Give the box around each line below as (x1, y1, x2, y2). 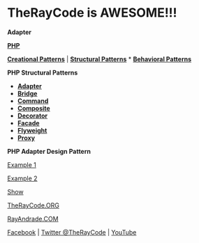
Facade (17, 118, 40, 127)
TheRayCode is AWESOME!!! (7, 5, 177, 21)
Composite (17, 104, 50, 112)
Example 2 (7, 174, 38, 182)
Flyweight (17, 126, 47, 134)
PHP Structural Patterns (7, 68, 78, 77)
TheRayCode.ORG (7, 201, 59, 210)
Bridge (17, 89, 38, 97)
